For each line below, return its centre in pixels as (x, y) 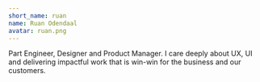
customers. (27, 71)
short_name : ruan (38, 16)
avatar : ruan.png (38, 31)
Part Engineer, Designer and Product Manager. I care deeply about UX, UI (130, 54)
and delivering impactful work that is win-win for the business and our (125, 62)
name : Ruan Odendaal (43, 23)
